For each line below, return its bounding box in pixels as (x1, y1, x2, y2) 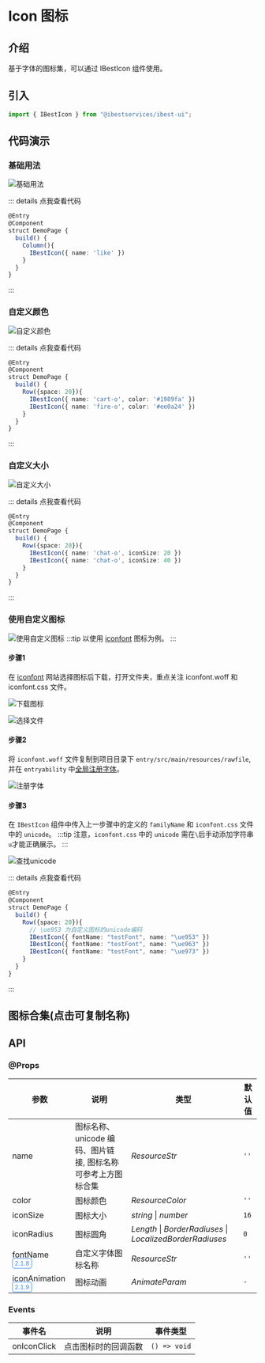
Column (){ (22, 241, 55, 249)
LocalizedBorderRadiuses (131, 1233, 227, 1244)
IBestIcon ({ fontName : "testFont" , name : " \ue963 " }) (28, 941, 211, 948)
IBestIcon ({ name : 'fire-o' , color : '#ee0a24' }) (28, 403, 196, 411)
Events (8, 1304, 35, 1315)
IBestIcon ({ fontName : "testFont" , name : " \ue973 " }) (28, 948, 211, 956)
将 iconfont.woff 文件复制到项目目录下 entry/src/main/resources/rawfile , (8, 755, 252, 764)
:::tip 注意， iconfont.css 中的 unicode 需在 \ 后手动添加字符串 (57, 830, 254, 839)
